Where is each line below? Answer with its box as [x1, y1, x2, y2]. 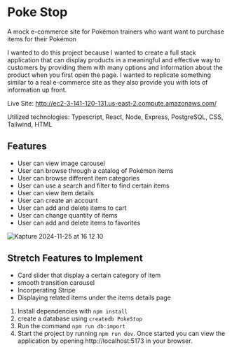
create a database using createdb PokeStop [17, 314, 142, 323]
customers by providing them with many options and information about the [7, 63, 223, 71]
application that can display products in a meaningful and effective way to [7, 55, 221, 64]
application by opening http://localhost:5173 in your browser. [17, 337, 193, 345]
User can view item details [17, 188, 95, 197]
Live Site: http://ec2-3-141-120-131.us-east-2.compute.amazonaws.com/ [7, 99, 217, 107]
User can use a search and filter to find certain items [17, 181, 170, 190]
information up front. [7, 85, 67, 94]
